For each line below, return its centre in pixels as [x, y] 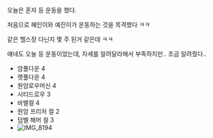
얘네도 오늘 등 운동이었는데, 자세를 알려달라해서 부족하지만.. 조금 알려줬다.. [107, 54]
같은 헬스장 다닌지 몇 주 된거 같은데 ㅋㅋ [60, 39]
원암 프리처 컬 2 [38, 111]
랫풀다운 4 [31, 77]
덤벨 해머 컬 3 [35, 120]
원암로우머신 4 [37, 85]
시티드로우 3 [34, 94]
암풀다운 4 [31, 68]
